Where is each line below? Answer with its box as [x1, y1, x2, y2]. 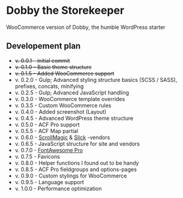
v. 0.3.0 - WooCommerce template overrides [14, 95, 125, 102]
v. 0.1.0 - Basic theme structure [14, 63, 92, 70]
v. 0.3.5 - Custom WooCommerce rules [14, 102, 112, 109]
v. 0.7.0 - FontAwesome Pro [14, 146, 83, 153]
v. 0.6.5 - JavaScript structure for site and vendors [14, 140, 140, 147]
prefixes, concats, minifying [14, 82, 84, 90]
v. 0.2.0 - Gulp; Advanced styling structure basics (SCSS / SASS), [14, 76, 178, 83]
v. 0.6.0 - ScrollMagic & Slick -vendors [14, 134, 110, 141]
